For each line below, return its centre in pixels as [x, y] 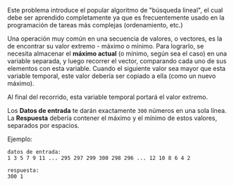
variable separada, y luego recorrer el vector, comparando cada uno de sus [117, 61]
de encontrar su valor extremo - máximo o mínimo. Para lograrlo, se [106, 46]
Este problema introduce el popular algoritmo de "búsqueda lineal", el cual [115, 10]
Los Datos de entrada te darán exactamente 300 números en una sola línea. [117, 111]
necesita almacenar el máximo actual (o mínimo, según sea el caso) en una [117, 53]
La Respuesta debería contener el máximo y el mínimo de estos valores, [112, 118]
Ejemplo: [20, 139]
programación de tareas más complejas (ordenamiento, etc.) [95, 25]
